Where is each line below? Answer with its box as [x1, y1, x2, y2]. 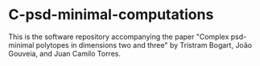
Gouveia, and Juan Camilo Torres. [8, 49, 121, 58]
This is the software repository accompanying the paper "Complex [8, 32, 229, 41]
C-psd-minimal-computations [8, 6, 214, 24]
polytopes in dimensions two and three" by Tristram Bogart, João [35, 40, 252, 49]
